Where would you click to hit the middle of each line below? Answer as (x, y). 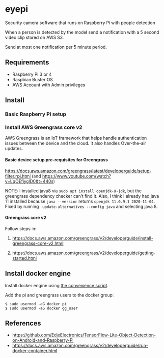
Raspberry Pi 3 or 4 (32, 74)
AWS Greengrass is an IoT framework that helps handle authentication (76, 138)
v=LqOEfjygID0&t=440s (29, 181)
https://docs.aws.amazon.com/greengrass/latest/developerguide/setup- (78, 171)
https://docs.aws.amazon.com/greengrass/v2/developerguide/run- (80, 346)
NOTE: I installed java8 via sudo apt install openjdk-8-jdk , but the (73, 191)
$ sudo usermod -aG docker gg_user (41, 308)
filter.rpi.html (18, 176)
